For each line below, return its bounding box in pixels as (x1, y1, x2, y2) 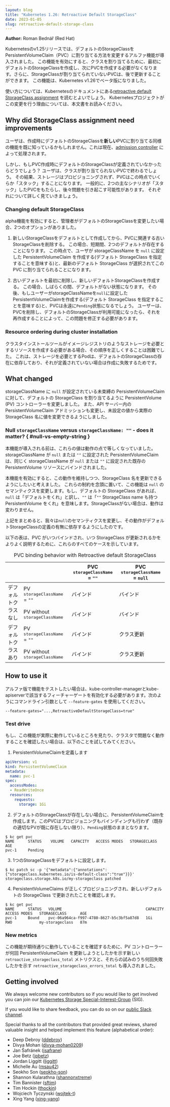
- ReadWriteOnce (10, 788, 44, 793)
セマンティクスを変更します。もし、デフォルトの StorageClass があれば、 (5, 487, 159, 494)
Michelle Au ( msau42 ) (12, 1063, 59, 1070)
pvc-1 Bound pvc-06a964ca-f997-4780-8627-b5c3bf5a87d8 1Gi (5, 915, 153, 920)
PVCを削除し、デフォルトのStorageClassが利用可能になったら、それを (12, 309, 161, 315)
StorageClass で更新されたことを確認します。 (22, 892, 118, 898)
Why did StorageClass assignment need (5, 116, 135, 125)
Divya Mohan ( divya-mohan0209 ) (12, 1042, 83, 1048)
